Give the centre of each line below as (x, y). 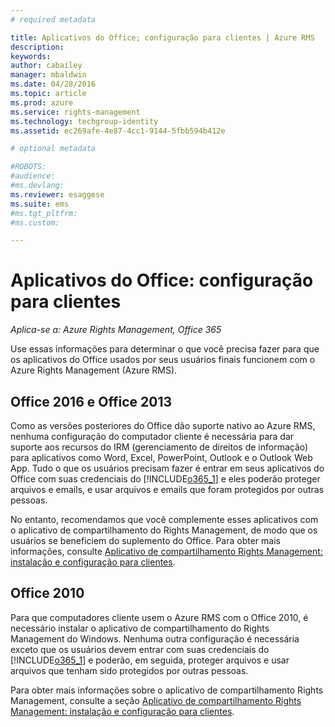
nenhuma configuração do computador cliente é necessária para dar (152, 436)
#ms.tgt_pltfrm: (44, 213)
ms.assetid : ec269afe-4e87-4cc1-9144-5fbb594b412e (118, 131)
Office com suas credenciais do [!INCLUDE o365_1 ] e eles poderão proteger (165, 479)
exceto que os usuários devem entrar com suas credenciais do (140, 649)
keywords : (31, 56)
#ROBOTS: (28, 167)
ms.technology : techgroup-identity (84, 121)
